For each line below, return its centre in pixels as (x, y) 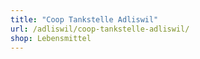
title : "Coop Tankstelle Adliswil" (84, 19)
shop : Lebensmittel (51, 38)
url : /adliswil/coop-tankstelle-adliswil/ (100, 29)
